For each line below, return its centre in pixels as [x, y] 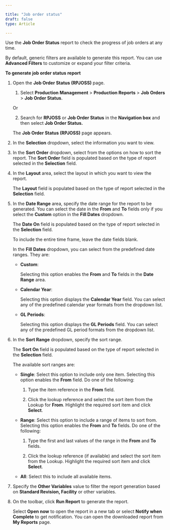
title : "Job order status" [34, 14]
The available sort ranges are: [44, 365]
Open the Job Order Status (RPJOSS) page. [59, 83]
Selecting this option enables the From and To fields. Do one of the [90, 426]
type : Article [20, 24]
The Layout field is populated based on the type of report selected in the [89, 189]
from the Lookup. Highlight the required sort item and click [89, 462]
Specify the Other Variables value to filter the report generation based [86, 486]
